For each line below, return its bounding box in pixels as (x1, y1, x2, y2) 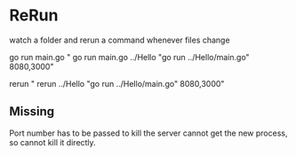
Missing (9, 104, 55, 120)
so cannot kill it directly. (9, 136, 96, 147)
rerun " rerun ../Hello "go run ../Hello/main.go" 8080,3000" (9, 78, 225, 89)
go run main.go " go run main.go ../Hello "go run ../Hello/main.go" (9, 51, 251, 62)
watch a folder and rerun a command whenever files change (9, 35, 230, 45)
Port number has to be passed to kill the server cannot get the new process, (9, 128, 288, 138)
